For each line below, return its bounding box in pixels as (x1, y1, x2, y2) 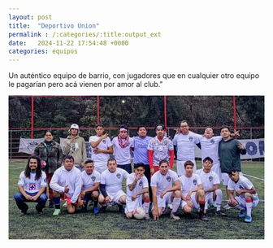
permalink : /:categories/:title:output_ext (8, 30, 162, 38)
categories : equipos (8, 47, 79, 56)
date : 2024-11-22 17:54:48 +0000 (8, 39, 129, 47)
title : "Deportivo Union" (8, 21, 100, 30)
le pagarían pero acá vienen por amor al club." (8, 80, 164, 89)
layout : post (8, 13, 53, 21)
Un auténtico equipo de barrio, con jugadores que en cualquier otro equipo (8, 71, 260, 80)
